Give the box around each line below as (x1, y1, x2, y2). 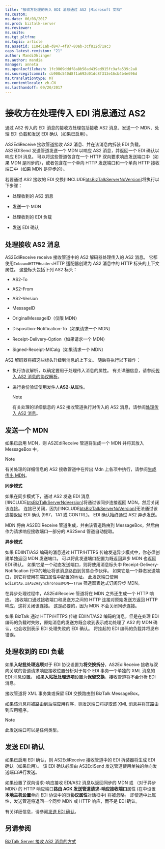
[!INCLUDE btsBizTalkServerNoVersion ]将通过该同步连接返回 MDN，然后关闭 (5, 500, 160, 505)
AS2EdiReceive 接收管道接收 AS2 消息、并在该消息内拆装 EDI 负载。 (5, 141, 143, 148)
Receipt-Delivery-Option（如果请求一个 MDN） (12, 336, 108, 342)
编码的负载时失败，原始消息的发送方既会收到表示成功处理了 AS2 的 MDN (5, 620, 152, 626)
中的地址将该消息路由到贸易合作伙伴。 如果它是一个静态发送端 (34, 568, 160, 574)
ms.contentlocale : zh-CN (5, 80, 56, 85)
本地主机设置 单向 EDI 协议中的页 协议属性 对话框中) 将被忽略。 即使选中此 (5, 792, 152, 798)
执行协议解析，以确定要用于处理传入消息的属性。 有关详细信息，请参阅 (12, 368, 156, 374)
